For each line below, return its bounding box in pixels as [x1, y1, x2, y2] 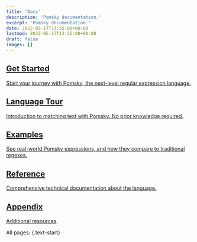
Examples [6, 129, 43, 139]
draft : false [6, 36, 38, 42]
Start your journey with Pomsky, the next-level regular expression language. [6, 79, 191, 87]
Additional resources [6, 217, 57, 224]
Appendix [6, 202, 43, 212]
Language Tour [6, 97, 63, 107]
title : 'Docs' [6, 8, 41, 15]
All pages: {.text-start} [6, 229, 60, 236]
